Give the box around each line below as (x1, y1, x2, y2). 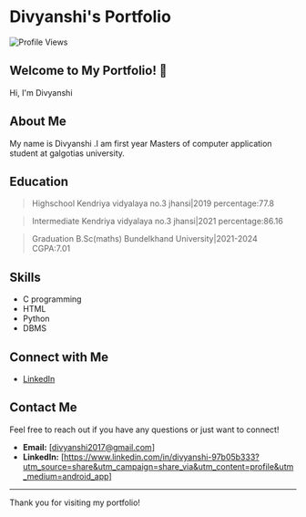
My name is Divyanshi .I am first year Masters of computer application (9, 138, 272, 149)
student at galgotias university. (9, 148, 126, 159)
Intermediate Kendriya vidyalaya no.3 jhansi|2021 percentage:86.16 (31, 216, 284, 227)
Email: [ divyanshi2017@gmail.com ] (22, 441, 155, 452)
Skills (9, 269, 41, 284)
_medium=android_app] (22, 470, 112, 481)
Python (22, 313, 50, 325)
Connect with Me (9, 349, 109, 365)
